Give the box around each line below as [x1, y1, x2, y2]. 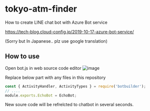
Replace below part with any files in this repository [5, 74, 106, 80]
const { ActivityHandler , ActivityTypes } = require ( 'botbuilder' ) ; [5, 84, 146, 89]
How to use [5, 52, 40, 61]
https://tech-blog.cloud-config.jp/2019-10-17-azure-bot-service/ [5, 29, 134, 34]
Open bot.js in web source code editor [5, 65, 81, 71]
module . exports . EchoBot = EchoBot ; [5, 93, 77, 98]
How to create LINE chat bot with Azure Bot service [5, 19, 108, 25]
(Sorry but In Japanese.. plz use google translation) [5, 38, 108, 44]
